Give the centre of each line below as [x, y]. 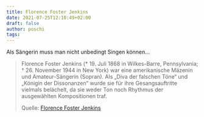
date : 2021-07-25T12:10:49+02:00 [49, 18]
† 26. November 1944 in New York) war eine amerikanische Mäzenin [107, 70]
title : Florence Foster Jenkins [47, 12]
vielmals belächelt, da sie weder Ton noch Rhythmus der [92, 90]
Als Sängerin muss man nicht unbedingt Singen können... [78, 52]
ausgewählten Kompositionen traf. [64, 96]
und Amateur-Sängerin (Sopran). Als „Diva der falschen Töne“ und [104, 77]
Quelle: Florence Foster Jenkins [61, 108]
